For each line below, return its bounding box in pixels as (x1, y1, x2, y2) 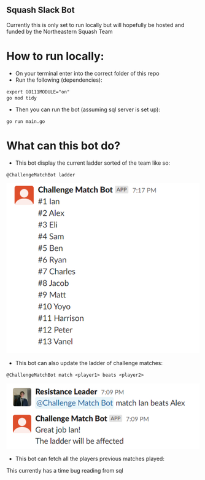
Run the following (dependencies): (15, 76, 102, 84)
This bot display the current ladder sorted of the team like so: (15, 159, 171, 167)
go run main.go (6, 118, 45, 125)
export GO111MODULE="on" (6, 89, 70, 95)
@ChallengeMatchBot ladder (6, 171, 75, 178)
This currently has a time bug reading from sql (6, 466, 124, 474)
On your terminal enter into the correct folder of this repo (15, 69, 160, 77)
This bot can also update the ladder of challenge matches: (15, 359, 163, 366)
